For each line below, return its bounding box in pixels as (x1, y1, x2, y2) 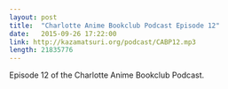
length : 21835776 (9, 46, 74, 55)
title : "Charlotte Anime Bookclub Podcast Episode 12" (9, 21, 220, 30)
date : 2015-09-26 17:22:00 (9, 29, 117, 38)
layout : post (9, 12, 58, 22)
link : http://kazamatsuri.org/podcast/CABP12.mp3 (9, 37, 197, 47)
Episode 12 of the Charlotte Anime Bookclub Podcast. (9, 70, 205, 80)
